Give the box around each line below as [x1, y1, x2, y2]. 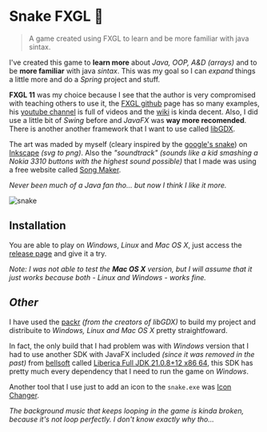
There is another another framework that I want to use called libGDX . [9, 124, 236, 133]
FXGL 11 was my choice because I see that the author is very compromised [9, 89, 257, 99]
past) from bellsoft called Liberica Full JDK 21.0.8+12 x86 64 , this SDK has [9, 358, 253, 367]
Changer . [9, 390, 39, 400]
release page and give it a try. [9, 248, 107, 258]
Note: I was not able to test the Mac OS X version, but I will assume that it [9, 264, 253, 274]
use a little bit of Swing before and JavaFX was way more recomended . [9, 115, 247, 125]
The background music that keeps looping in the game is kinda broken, [9, 406, 245, 415]
